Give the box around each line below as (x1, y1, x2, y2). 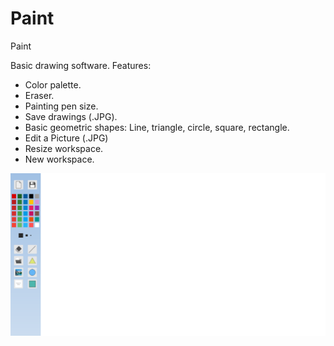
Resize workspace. (24, 142, 104, 154)
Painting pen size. (24, 100, 99, 112)
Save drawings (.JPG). (24, 110, 118, 122)
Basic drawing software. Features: (10, 59, 152, 71)
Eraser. (24, 89, 55, 101)
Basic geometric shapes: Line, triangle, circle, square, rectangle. (24, 121, 290, 133)
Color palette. (24, 78, 82, 91)
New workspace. (24, 153, 95, 165)
